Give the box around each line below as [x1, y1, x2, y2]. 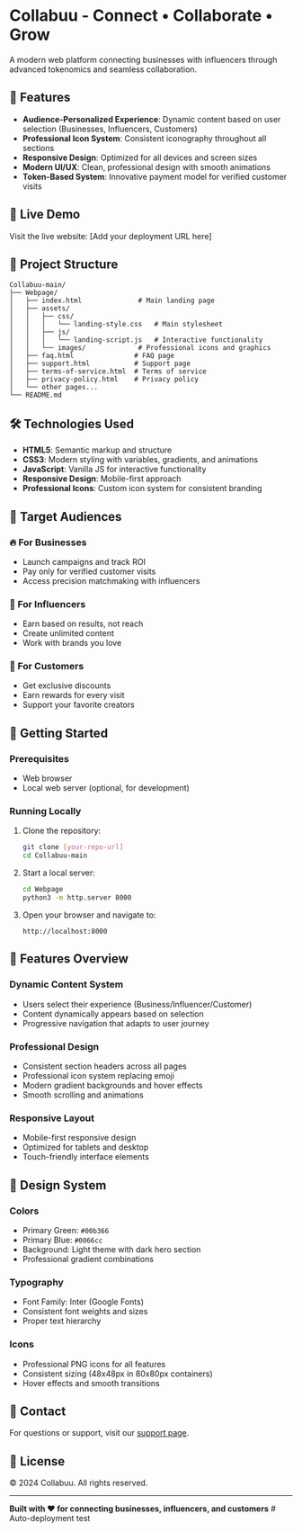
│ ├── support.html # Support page [9, 359, 191, 369]
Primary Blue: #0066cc [22, 1234, 103, 1245]
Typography [9, 1276, 65, 1288]
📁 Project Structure [9, 256, 119, 272]
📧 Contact [9, 1403, 67, 1419]
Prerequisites [9, 752, 69, 765]
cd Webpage [22, 885, 64, 894]
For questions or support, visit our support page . [9, 1428, 190, 1438]
